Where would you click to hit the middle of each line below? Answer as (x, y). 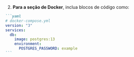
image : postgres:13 (35, 39)
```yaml (13, 16)
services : (16, 30)
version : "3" (19, 25)
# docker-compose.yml (28, 21)
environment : (28, 44)
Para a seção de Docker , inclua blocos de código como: (71, 7)
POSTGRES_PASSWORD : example (48, 49)
